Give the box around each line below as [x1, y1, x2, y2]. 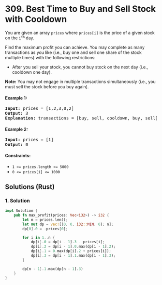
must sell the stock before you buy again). [5, 84, 89, 89]
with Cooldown [5, 14, 67, 25]
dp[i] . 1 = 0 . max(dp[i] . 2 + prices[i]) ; [30, 249, 111, 253]
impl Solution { [5, 208, 38, 213]
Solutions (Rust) [5, 183, 55, 191]
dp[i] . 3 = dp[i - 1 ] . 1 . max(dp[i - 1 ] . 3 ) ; [30, 253, 116, 258]
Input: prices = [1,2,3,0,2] [5, 106, 74, 111]
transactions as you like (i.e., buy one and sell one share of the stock [5, 50, 142, 55]
